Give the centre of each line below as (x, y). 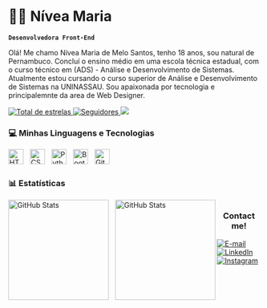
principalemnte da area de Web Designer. (77, 95)
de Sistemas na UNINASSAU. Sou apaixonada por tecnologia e (111, 87)
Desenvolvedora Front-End (51, 38)
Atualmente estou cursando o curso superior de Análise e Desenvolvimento (133, 78)
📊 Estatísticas (37, 184)
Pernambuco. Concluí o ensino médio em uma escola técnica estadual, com (133, 61)
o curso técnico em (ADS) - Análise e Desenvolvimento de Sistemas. (121, 69)
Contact (239, 216)
